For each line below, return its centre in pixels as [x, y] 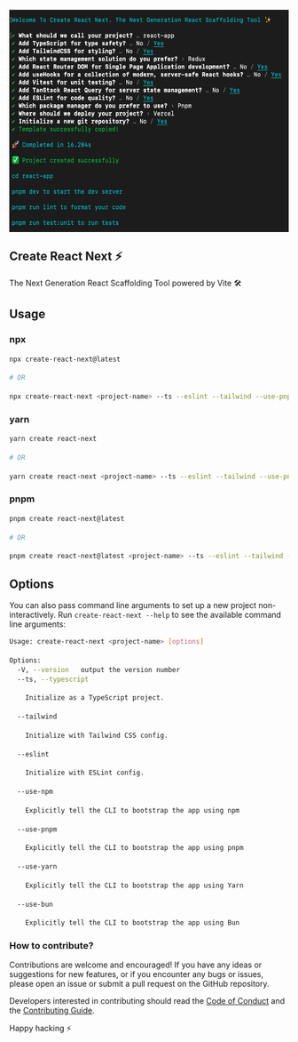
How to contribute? [51, 946]
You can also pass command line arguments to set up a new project [133, 605]
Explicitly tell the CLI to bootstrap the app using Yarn [134, 886]
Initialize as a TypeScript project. [95, 698]
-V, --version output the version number [98, 669]
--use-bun [35, 904]
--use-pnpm [37, 829]
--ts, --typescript [53, 679]
